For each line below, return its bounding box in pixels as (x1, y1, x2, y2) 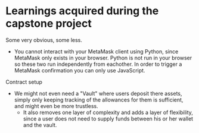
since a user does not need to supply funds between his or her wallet (23, 115, 194, 122)
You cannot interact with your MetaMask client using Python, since (14, 47, 179, 55)
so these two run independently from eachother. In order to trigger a (14, 61, 182, 68)
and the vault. (23, 121, 57, 128)
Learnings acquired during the (5, 4, 159, 18)
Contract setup (5, 78, 43, 85)
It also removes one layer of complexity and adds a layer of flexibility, (23, 109, 193, 116)
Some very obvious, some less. (5, 36, 83, 43)
